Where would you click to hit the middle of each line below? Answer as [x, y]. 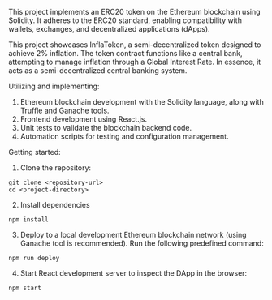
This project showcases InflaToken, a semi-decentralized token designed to [135, 45]
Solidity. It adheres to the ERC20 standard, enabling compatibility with [125, 20]
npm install [28, 220]
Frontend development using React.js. [84, 119]
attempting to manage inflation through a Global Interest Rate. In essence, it [135, 62]
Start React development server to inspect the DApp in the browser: [134, 273]
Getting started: [35, 152]
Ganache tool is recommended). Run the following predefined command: [142, 243]
